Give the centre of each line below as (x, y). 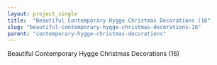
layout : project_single (43, 14)
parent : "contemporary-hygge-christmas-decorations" (87, 34)
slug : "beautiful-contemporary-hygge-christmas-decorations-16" (104, 27)
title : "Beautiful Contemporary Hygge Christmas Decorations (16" (109, 20)
